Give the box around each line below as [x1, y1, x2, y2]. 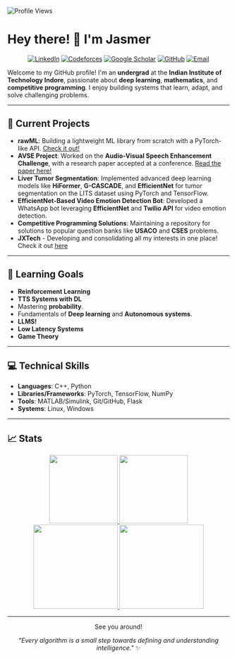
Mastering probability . [17, 302, 83, 310]
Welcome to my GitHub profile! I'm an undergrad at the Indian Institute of [7, 68, 222, 77]
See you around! [95, 622, 142, 631]
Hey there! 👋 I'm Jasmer [7, 32, 151, 47]
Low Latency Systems [17, 324, 84, 333]
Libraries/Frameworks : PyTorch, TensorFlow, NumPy [17, 390, 174, 398]
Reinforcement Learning [17, 287, 91, 295]
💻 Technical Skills [7, 359, 90, 371]
